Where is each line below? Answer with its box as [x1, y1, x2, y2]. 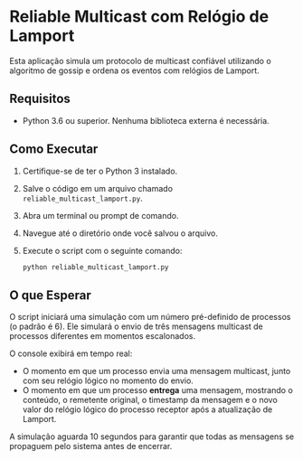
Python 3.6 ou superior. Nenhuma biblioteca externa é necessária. [22, 115, 270, 126]
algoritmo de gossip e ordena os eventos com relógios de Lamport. [9, 65, 260, 76]
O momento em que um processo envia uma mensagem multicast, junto [22, 366, 291, 377]
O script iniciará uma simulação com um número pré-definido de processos [9, 312, 291, 323]
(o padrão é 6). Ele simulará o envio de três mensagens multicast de [9, 321, 264, 332]
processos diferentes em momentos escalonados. [9, 331, 196, 342]
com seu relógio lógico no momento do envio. [22, 375, 194, 386]
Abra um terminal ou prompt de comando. [22, 210, 179, 221]
